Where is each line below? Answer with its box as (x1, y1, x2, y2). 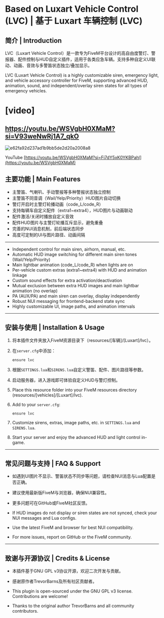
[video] (5, 105, 35, 116)
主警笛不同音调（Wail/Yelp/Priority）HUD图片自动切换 (12, 195, 121, 201)
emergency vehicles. (5, 88, 47, 93)
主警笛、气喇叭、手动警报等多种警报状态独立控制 (12, 189, 111, 195)
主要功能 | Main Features (5, 175, 81, 183)
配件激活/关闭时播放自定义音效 (12, 213, 74, 219)
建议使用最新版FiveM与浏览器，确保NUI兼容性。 (12, 490, 109, 496)
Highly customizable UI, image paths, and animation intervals (12, 303, 135, 309)
